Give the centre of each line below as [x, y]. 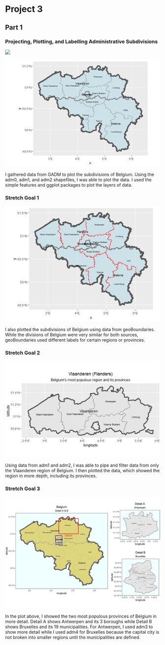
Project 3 [24, 9]
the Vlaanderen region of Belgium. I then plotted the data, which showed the [82, 470]
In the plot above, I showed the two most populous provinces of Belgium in [81, 616]
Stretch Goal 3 [23, 489]
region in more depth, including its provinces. [51, 476]
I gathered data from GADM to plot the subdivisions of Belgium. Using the [80, 175]
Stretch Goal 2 [23, 352]
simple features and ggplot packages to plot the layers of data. [69, 185]
